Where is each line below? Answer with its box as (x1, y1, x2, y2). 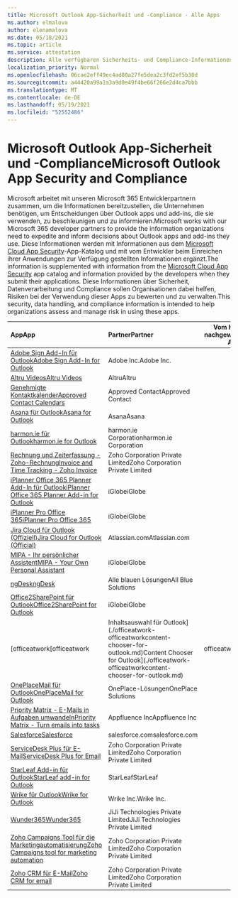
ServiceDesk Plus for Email (22, 752, 101, 760)
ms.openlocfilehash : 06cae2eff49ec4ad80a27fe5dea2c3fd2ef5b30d (7, 71, 198, 78)
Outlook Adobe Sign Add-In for (10, 356, 101, 364)
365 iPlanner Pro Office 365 (10, 516, 91, 524)
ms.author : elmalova (7, 18, 69, 26)
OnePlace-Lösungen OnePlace (108, 684, 198, 693)
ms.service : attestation (7, 49, 81, 56)
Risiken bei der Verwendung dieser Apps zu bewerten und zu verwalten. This (7, 292, 231, 301)
